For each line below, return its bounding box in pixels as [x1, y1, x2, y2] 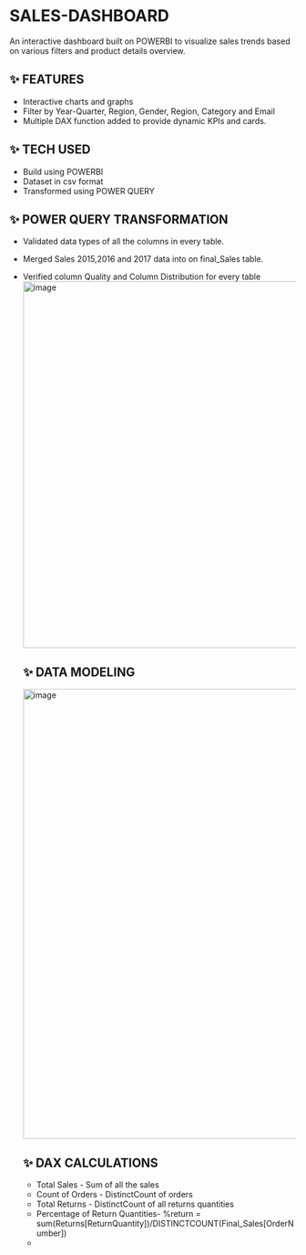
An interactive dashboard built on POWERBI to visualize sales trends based [9, 36, 291, 47]
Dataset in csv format [22, 175, 104, 187]
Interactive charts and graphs [22, 96, 134, 107]
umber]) [36, 1228, 67, 1239]
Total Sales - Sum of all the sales [36, 1179, 159, 1190]
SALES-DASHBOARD [9, 5, 170, 26]
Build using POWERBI [22, 166, 104, 177]
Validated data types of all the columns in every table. [22, 236, 225, 247]
